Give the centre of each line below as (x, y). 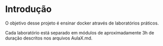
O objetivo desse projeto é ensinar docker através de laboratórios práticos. (82, 23)
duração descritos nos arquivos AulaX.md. (49, 38)
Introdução (28, 9)
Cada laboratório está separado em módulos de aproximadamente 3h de (80, 32)
